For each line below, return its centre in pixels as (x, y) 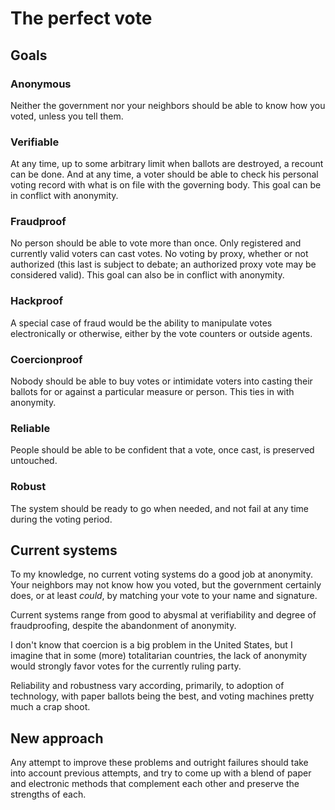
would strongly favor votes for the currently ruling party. (126, 666)
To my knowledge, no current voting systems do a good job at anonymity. (162, 574)
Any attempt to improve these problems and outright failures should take (159, 763)
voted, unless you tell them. (67, 116)
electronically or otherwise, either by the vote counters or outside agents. (161, 333)
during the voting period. (61, 519)
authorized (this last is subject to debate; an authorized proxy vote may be (163, 264)
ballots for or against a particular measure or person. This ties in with (152, 392)
